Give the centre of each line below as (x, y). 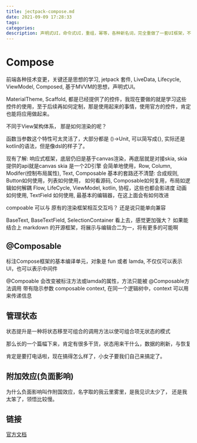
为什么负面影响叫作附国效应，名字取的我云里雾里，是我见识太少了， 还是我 (97, 391)
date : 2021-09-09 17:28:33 (39, 17)
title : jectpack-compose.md (40, 11)
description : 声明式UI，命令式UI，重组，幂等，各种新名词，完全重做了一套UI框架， (96, 33)
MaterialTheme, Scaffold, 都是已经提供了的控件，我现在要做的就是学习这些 (96, 99)
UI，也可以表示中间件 (32, 268)
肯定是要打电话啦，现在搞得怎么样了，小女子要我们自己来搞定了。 (86, 356)
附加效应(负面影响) (40, 376)
